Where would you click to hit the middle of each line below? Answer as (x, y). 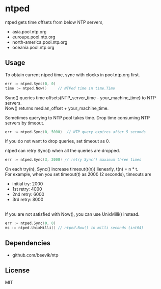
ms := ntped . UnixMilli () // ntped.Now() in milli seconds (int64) (74, 228)
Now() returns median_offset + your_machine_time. (57, 108)
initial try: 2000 (27, 184)
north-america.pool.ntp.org (40, 42)
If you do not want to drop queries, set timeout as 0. (58, 141)
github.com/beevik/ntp (35, 255)
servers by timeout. (25, 123)
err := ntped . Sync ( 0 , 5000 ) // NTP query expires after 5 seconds (76, 132)
